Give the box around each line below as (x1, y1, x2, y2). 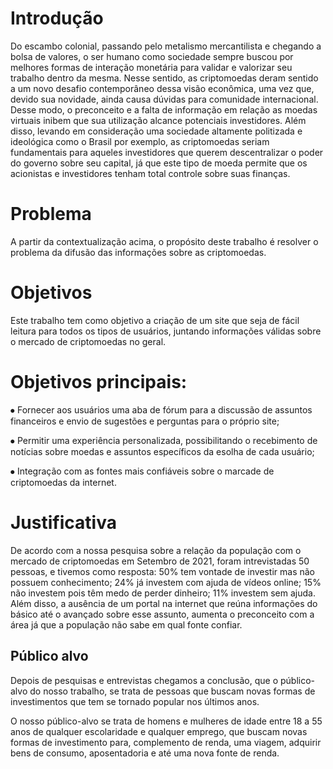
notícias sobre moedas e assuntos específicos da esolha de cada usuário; (10, 445, 315, 457)
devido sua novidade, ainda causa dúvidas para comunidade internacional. (10, 93, 319, 105)
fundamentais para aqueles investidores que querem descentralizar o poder (10, 146, 324, 158)
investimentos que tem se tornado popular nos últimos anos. (10, 695, 260, 707)
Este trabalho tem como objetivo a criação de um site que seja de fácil (10, 314, 300, 326)
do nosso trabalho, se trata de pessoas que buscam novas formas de (29, 685, 316, 697)
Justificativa (10, 511, 117, 534)
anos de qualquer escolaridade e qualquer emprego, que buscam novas (10, 725, 308, 737)
